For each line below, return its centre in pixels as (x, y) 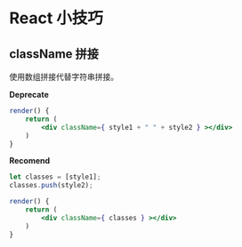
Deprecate (29, 95)
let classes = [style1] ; (55, 177)
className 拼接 (54, 54)
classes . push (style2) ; (51, 186)
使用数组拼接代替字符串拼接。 (64, 77)
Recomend (30, 161)
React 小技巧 (56, 18)
